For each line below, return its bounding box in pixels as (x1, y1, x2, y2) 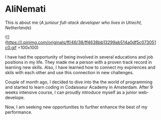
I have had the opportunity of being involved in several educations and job (5, 54, 154, 60)
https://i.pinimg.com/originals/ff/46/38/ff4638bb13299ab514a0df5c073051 (6, 39, 156, 45)
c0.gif (5, 44, 17, 50)
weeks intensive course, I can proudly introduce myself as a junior (5, 89, 137, 95)
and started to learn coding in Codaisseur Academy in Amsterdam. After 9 (5, 84, 153, 90)
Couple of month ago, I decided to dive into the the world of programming (5, 79, 153, 85)
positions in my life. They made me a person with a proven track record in (5, 59, 152, 65)
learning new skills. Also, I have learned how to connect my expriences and (5, 64, 156, 70)
